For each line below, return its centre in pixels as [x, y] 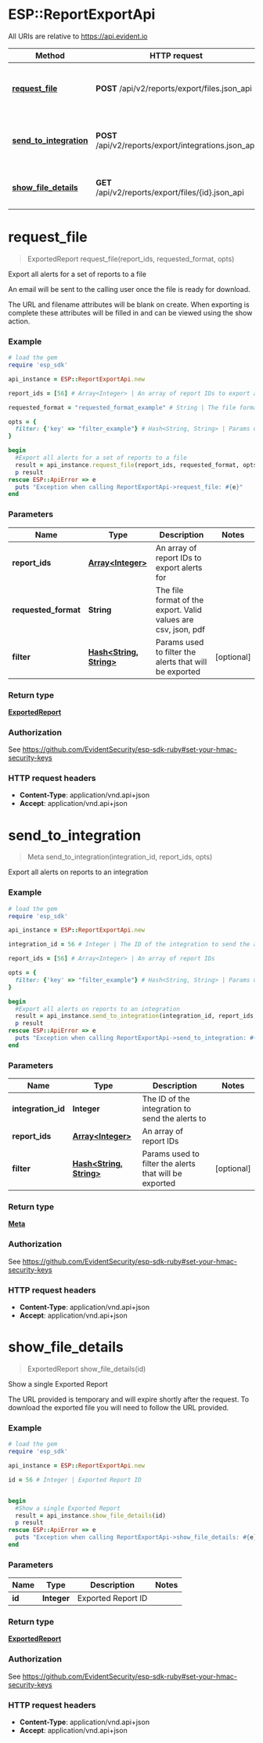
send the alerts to [174, 1118]
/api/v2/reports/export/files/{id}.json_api [170, 192]
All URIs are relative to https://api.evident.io [78, 36]
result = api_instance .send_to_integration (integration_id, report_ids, [136, 1016]
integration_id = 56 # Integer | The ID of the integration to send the [129, 944]
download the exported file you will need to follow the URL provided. [119, 1407]
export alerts [179, 567]
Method [50, 55]
